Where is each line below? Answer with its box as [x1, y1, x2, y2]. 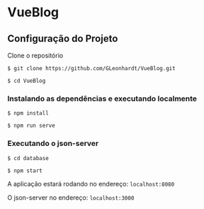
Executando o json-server [7, 139, 99, 149]
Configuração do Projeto [7, 33, 118, 45]
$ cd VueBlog [7, 77, 46, 84]
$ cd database [7, 154, 50, 162]
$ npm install [7, 110, 50, 117]
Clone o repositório [7, 51, 64, 60]
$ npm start [7, 167, 42, 174]
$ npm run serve [7, 122, 55, 130]
